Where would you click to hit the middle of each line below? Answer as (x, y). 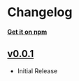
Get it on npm (27, 32)
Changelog (40, 12)
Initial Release (37, 70)
